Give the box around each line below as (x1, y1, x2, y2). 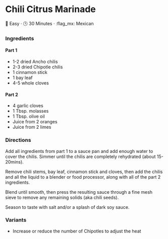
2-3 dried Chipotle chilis (12, 64, 63, 70)
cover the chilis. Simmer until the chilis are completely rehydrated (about (5, 153, 156, 160)
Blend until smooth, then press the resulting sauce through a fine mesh (5, 189, 153, 195)
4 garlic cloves (12, 103, 44, 109)
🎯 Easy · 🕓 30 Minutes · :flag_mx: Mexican (5, 20, 94, 26)
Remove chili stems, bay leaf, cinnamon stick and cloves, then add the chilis (5, 169, 163, 175)
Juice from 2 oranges (12, 119, 58, 125)
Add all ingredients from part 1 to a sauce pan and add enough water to (5, 148, 153, 154)
